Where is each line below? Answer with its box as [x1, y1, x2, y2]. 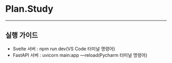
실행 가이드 [5, 31, 38, 40]
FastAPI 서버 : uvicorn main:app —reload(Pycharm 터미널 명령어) [12, 52, 147, 58]
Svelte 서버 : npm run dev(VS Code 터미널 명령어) [12, 46, 115, 52]
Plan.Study [5, 3, 54, 15]
